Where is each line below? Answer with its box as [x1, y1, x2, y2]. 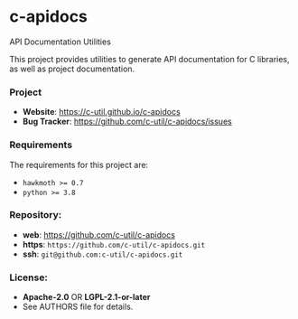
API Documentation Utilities [9, 36, 111, 47]
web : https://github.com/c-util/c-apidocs [22, 229, 176, 240]
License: [9, 271, 48, 284]
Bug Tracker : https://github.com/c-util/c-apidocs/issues [22, 116, 232, 127]
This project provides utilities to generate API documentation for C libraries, [9, 53, 291, 64]
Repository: [9, 209, 62, 221]
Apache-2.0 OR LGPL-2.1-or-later [22, 292, 151, 303]
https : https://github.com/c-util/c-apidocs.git [22, 239, 206, 249]
